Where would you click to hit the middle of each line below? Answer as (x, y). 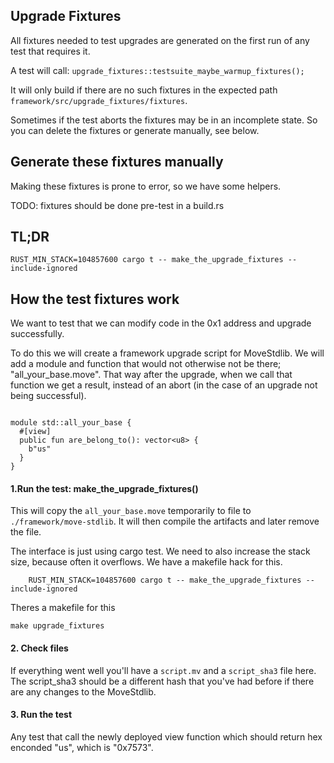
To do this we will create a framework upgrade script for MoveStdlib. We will (167, 353)
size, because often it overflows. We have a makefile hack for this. (146, 562)
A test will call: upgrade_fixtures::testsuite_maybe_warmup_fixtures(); (157, 70)
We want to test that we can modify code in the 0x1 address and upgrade (161, 323)
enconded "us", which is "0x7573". (82, 747)
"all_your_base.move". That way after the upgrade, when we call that (151, 375)
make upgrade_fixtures (57, 626)
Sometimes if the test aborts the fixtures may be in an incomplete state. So (164, 120)
